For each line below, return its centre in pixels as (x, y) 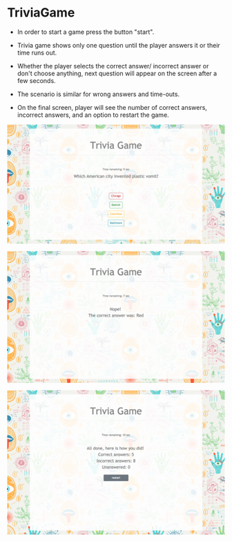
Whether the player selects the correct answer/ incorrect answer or (113, 66)
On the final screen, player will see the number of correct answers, (112, 107)
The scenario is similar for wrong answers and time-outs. (98, 94)
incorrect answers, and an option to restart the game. (93, 115)
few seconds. (37, 80)
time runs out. (37, 53)
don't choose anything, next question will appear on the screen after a (117, 73)
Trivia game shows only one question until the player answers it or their (119, 45)
